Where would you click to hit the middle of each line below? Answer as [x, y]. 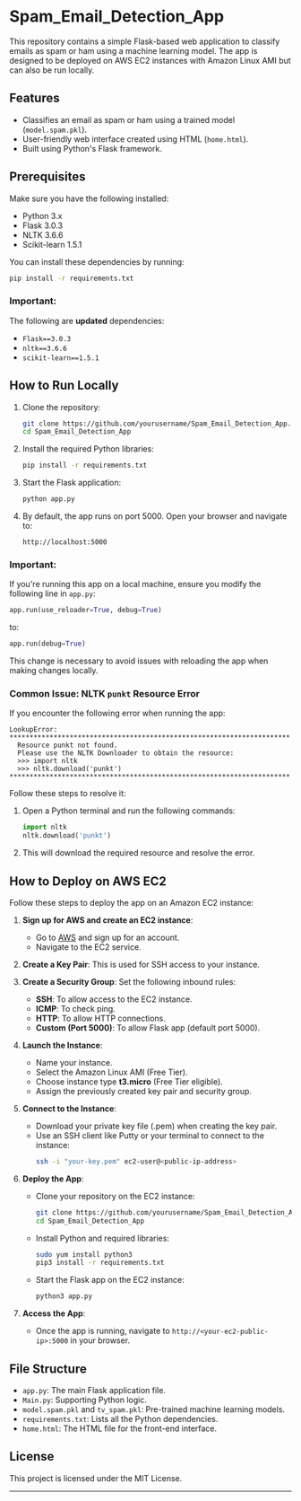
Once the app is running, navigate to [103, 1331]
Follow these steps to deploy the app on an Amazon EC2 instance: [131, 902]
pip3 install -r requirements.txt [100, 1263]
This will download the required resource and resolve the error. [138, 853]
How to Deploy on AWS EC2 [88, 881]
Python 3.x [42, 215]
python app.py [48, 499]
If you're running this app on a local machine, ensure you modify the [135, 584]
